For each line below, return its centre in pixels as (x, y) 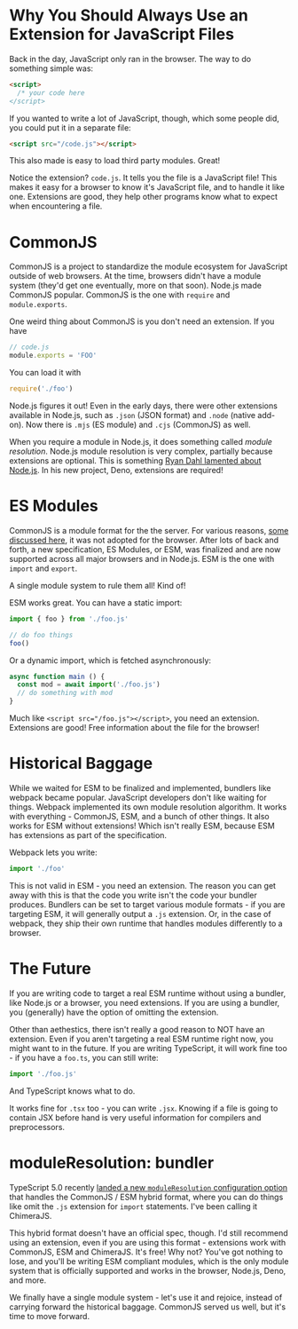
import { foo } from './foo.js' (69, 619)
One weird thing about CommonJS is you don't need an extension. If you (142, 321)
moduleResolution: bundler (112, 1163)
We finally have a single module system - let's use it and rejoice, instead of (146, 1297)
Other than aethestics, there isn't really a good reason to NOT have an (137, 1029)
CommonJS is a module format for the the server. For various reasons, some (149, 530)
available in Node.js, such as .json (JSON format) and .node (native (132, 415)
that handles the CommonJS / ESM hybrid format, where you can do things (146, 1197)
